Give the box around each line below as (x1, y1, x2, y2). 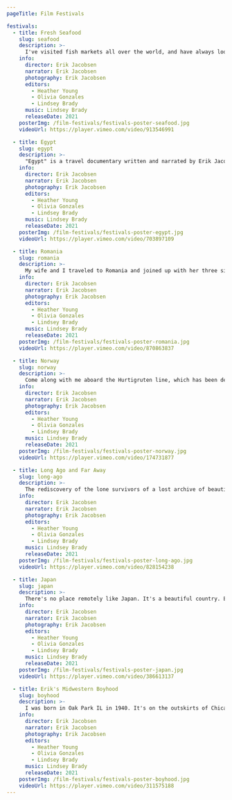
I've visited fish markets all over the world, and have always (24, 49, 215, 56)
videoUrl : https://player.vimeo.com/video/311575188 (19, 782, 175, 789)
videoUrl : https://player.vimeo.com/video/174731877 (19, 454, 175, 461)
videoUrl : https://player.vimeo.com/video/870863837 (19, 344, 175, 351)
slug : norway (19, 364, 57, 371)
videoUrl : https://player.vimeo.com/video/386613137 (19, 673, 175, 680)
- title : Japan (12, 576, 57, 583)
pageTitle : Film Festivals (6, 10, 84, 17)
